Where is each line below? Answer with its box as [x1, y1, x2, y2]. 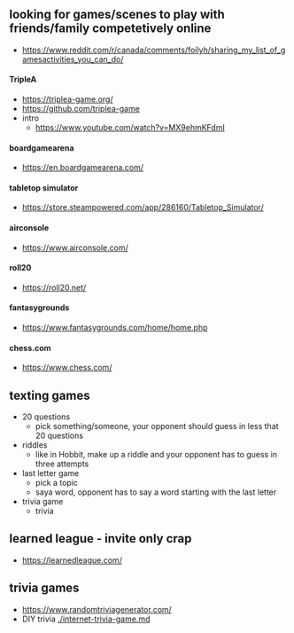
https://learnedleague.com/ [21, 554, 122, 566]
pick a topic [35, 478, 78, 488]
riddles [21, 440, 48, 450]
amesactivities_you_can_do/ [21, 53, 124, 65]
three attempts [35, 458, 89, 469]
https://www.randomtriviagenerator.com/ [21, 604, 173, 614]
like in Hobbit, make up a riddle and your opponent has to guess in [35, 449, 277, 460]
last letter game [21, 468, 80, 479]
